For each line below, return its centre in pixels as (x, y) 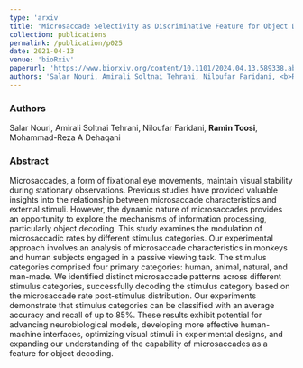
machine (26, 335)
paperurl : (28, 69)
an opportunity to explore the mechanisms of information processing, (138, 219)
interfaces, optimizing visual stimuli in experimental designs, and (164, 335)
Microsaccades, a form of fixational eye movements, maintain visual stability (151, 181)
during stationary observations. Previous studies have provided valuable (143, 190)
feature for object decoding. (62, 354)
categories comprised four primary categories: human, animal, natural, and (149, 267)
